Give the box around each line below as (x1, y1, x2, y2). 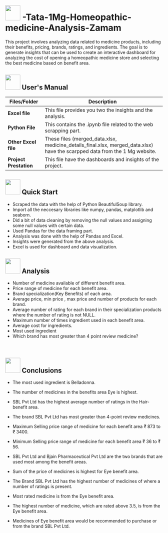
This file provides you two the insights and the (44, 106, 153, 113)
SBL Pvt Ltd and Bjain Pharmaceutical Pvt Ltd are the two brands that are (12, 453, 163, 459)
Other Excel (7, 138, 36, 145)
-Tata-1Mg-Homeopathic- (22, 11, 131, 23)
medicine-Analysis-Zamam (5, 22, 121, 33)
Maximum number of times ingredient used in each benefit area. (12, 317, 145, 323)
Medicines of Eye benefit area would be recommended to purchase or (12, 518, 157, 524)
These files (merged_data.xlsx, (44, 135, 117, 142)
